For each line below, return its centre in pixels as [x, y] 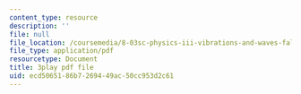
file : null [30, 34]
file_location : [38, 43]
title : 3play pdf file [52, 68]
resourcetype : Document [54, 59]
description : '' [39, 26]
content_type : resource [54, 17]
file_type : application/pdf [62, 51]
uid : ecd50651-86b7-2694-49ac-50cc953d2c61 [92, 76]
